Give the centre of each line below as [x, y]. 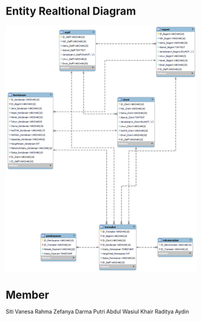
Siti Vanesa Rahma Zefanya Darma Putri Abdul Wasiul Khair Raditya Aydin [97, 312]
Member [28, 295]
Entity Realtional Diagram [71, 11]
